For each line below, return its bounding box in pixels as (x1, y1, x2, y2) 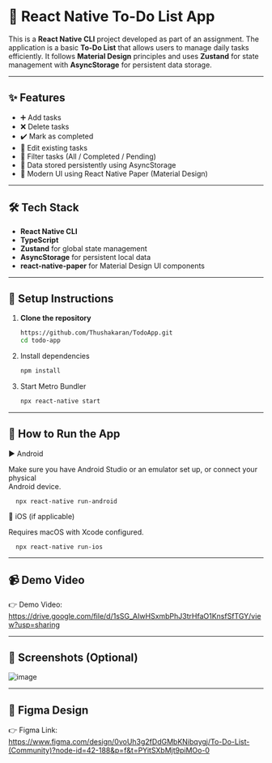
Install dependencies (19, 352, 91, 361)
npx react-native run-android (15, 497, 117, 505)
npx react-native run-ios (15, 543, 104, 551)
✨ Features (8, 91, 66, 104)
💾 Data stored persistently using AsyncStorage (19, 160, 176, 169)
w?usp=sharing (8, 620, 61, 629)
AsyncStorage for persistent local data (19, 252, 151, 262)
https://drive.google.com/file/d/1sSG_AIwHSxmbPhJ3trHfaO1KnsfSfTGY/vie (8, 611, 261, 620)
